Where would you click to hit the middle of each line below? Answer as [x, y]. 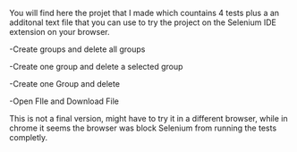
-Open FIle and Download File [64, 101]
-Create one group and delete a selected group [96, 67]
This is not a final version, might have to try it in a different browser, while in [148, 118]
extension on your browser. [59, 32]
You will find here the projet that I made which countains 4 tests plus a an [144, 13]
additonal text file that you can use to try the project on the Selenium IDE [143, 22]
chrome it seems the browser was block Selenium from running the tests [143, 128]
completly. [29, 137]
